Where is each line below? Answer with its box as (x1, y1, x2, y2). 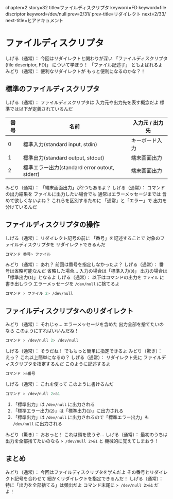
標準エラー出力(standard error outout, (23, 164, 114, 171)
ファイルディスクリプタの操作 (5, 220, 100, 229)
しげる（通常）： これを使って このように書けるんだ (5, 381, 114, 387)
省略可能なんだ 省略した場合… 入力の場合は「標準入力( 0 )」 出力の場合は (14, 268, 168, 274)
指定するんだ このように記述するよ (37, 361, 111, 367)
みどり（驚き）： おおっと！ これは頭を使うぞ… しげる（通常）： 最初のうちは (5, 431, 168, 437)
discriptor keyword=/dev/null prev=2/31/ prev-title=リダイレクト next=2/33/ (5, 11, 166, 17)
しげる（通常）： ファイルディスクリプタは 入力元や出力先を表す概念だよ (5, 99, 159, 105)
